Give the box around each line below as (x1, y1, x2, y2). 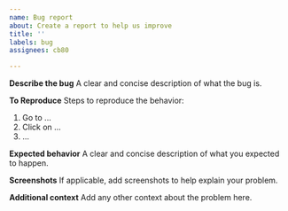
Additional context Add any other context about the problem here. (9, 192, 253, 203)
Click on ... (21, 121, 62, 133)
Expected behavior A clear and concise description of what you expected (9, 148, 280, 160)
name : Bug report (9, 12, 74, 22)
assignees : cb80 (9, 46, 69, 55)
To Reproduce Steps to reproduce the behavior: (9, 95, 184, 106)
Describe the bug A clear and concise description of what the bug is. (9, 78, 262, 89)
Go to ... (21, 113, 51, 123)
